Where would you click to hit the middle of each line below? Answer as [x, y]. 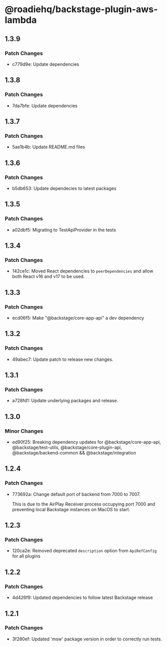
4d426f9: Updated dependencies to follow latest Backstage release [82, 598]
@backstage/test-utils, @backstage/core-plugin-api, [67, 447]
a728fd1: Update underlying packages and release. [65, 401]
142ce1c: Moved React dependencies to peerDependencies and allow [82, 271]
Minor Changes [24, 431]
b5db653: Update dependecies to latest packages [64, 188]
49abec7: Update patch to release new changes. [63, 359]
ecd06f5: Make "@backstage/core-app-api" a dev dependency [78, 318]
